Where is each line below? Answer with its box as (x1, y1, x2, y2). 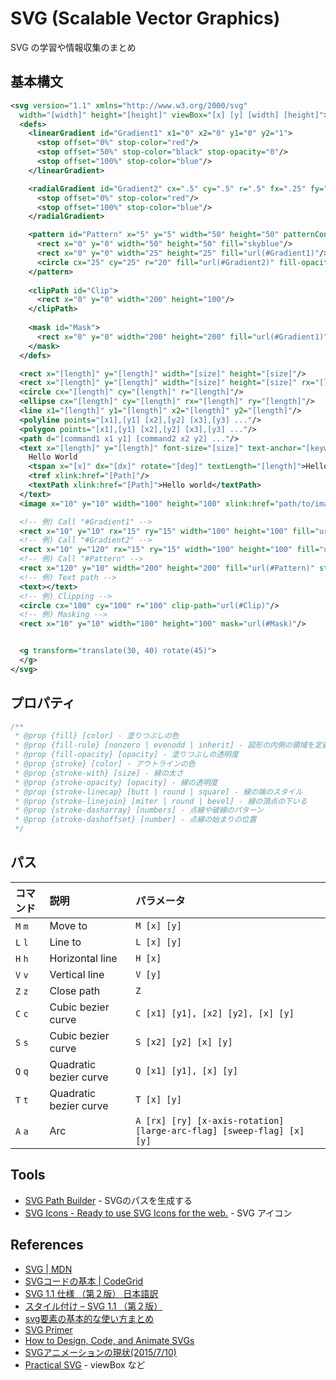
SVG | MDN (24, 1263, 73, 1275)
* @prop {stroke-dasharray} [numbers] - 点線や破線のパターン (14, 805, 264, 816)
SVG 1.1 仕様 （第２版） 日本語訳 (24, 1287, 159, 1299)
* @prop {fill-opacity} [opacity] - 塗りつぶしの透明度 (14, 750, 239, 760)
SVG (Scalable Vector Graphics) (10, 7, 281, 30)
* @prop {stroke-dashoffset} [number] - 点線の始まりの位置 (14, 815, 257, 825)
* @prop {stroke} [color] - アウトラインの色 (14, 759, 196, 769)
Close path (49, 983, 101, 997)
